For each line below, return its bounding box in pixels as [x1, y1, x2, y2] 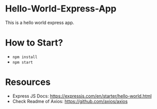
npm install [12, 54, 37, 59]
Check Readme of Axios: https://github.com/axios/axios [12, 98, 128, 104]
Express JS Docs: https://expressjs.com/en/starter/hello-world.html [12, 93, 152, 99]
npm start [12, 59, 33, 65]
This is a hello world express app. [5, 19, 74, 25]
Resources [5, 76, 51, 88]
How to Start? [5, 37, 63, 48]
